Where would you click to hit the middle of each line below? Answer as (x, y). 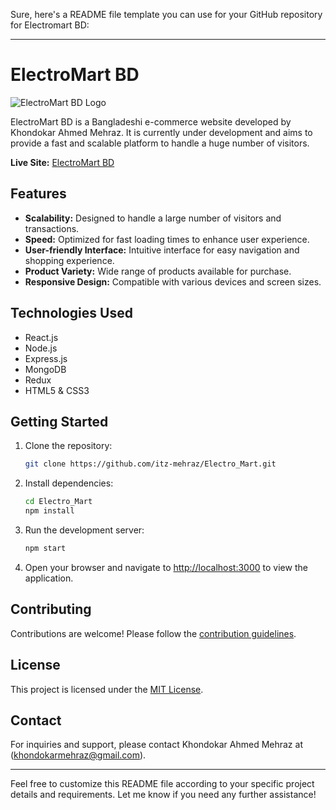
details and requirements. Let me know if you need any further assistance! (163, 795)
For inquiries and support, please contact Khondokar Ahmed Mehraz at (156, 745)
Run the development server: (84, 530)
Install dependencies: (69, 483)
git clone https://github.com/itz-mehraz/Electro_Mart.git (150, 464)
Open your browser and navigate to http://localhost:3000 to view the (166, 567)
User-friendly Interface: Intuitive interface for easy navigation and (162, 250)
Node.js (41, 348)
